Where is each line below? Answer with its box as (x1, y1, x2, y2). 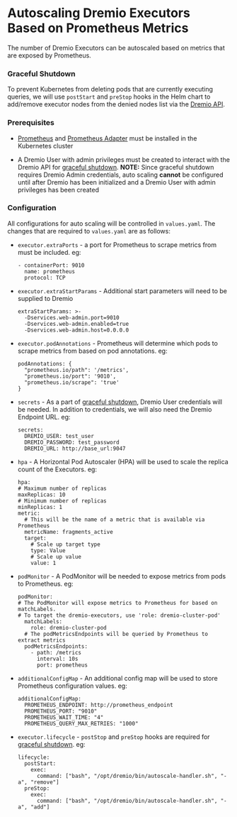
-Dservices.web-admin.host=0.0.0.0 (24, 327, 129, 334)
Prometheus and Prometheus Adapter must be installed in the (17, 133, 197, 143)
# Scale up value (30, 553, 81, 560)
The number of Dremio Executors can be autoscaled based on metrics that (7, 43, 225, 52)
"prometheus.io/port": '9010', (24, 373, 117, 380)
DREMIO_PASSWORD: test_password (24, 439, 120, 446)
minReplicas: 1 (17, 503, 63, 510)
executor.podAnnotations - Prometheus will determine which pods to (17, 339, 218, 347)
